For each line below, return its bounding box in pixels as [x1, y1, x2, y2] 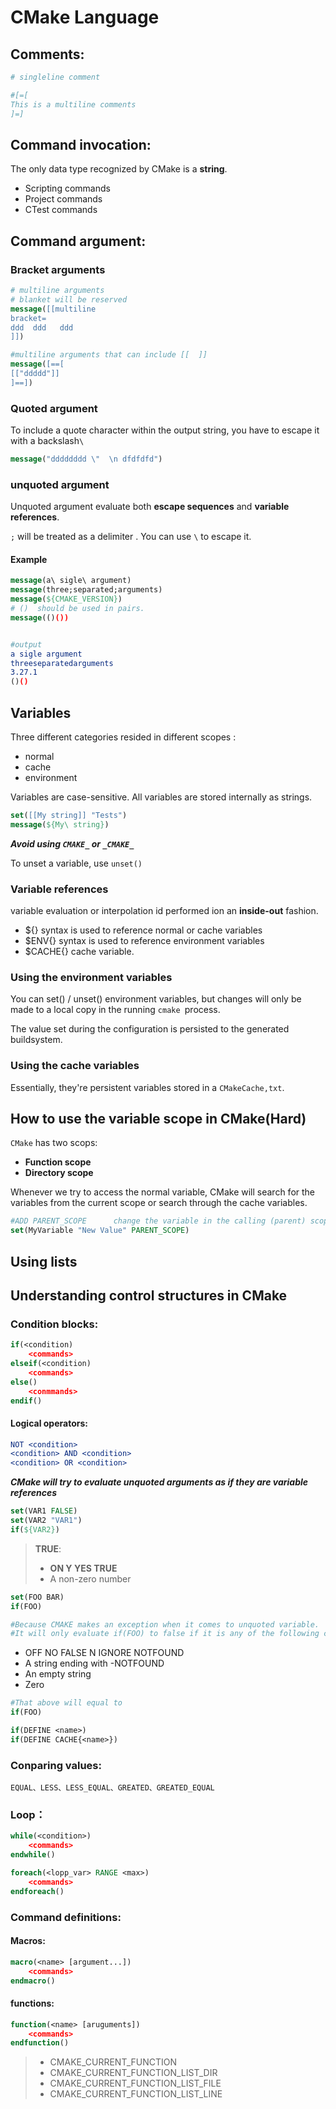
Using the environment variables [10, 970, 173, 984]
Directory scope [24, 1167, 94, 1179]
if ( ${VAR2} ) [10, 1524, 60, 1535]
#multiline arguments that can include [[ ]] [10, 350, 208, 360]
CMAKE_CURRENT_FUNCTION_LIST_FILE [49, 2077, 222, 2090]
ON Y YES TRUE [49, 1562, 118, 1574]
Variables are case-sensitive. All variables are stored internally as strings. [10, 791, 313, 803]
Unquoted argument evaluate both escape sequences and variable [10, 501, 290, 513]
